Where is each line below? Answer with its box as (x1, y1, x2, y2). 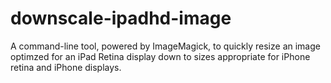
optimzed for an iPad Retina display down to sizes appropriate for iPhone (10, 50, 311, 62)
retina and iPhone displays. (10, 61, 122, 73)
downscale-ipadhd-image (10, 7, 232, 30)
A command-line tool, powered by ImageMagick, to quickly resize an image (10, 40, 321, 52)
